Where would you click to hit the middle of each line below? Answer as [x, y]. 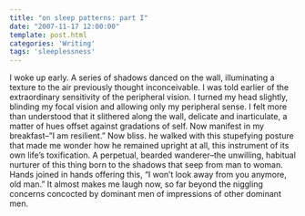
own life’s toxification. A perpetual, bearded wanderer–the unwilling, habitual [152, 155]
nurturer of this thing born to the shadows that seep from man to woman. [147, 165]
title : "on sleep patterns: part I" [79, 18]
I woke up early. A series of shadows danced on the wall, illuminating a [142, 77]
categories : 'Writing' [52, 43]
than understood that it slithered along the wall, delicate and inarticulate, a [148, 117]
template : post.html [49, 35]
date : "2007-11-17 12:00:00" [65, 26]
